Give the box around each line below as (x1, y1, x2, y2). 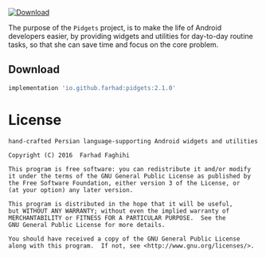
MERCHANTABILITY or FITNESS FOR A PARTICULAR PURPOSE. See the (8, 213, 226, 222)
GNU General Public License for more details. (8, 221, 166, 229)
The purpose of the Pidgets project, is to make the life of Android (8, 23, 221, 32)
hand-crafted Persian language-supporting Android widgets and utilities (8, 137, 259, 145)
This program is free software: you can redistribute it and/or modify (8, 165, 251, 173)
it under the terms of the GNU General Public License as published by (8, 172, 251, 180)
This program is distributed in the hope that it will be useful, (8, 200, 233, 208)
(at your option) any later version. (8, 186, 134, 194)
